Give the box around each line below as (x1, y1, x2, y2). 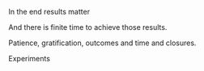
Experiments (8, 54, 51, 63)
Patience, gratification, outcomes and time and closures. (8, 38, 197, 48)
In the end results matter (8, 7, 91, 16)
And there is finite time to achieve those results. (8, 23, 168, 31)
